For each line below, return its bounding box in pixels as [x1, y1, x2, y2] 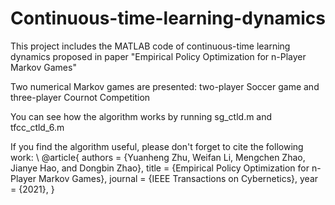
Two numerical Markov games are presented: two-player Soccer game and [10, 80, 320, 92]
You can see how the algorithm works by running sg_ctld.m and [10, 110, 273, 122]
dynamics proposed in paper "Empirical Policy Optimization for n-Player [10, 50, 307, 62]
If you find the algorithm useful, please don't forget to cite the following [10, 140, 304, 152]
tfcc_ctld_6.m [10, 121, 65, 133]
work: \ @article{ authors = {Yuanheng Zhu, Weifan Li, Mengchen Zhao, [10, 151, 306, 163]
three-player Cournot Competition [10, 91, 151, 103]
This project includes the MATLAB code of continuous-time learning [10, 40, 291, 52]
